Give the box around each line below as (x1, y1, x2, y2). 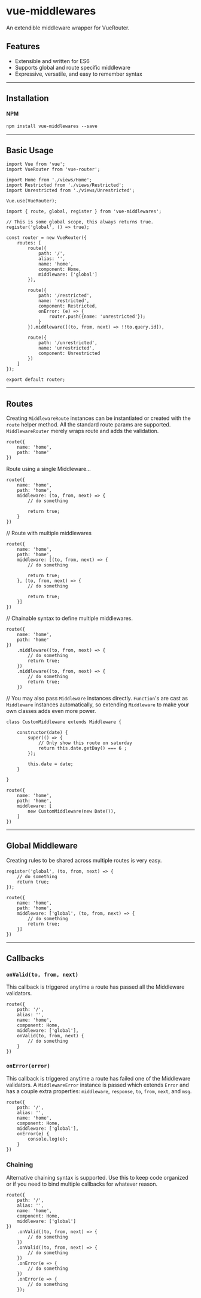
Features (6, 41, 40, 52)
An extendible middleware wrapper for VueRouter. (6, 24, 130, 31)
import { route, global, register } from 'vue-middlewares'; (6, 208, 162, 214)
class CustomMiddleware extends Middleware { (6, 719, 121, 725)
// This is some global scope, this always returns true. (6, 219, 154, 225)
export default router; (6, 377, 66, 383)
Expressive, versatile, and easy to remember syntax (14, 70, 142, 77)
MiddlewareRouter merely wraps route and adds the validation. (6, 427, 159, 434)
